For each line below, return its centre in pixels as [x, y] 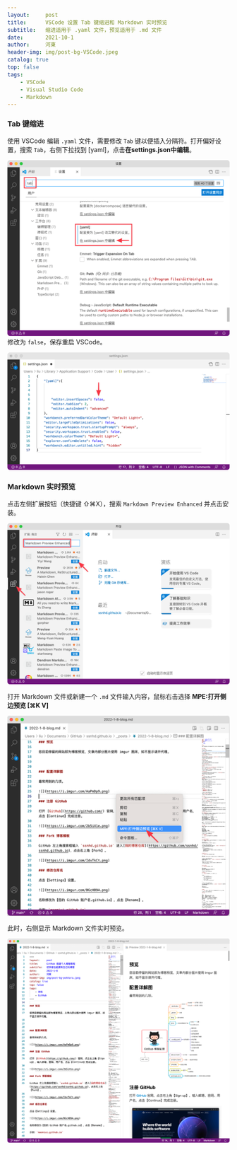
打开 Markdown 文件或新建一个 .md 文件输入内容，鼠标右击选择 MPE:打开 [114, 697]
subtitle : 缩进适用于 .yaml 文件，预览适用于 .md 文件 [85, 30]
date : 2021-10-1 [41, 37]
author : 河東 [32, 45]
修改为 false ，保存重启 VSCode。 [57, 342]
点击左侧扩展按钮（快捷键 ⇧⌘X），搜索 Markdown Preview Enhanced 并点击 [115, 504]
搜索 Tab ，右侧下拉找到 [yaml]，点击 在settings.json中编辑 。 [107, 149]
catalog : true [28, 60]
